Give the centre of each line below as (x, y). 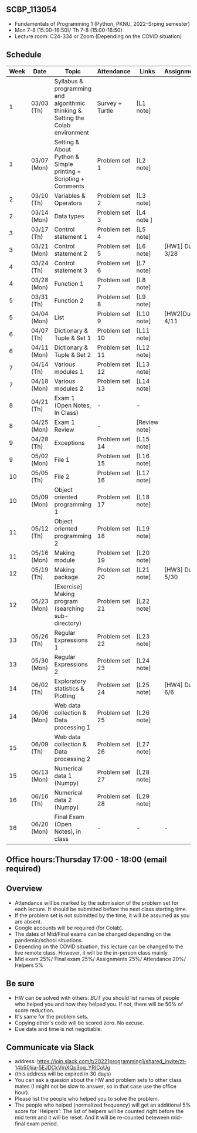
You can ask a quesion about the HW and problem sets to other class (98, 1080)
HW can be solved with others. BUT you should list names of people (97, 997)
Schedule (24, 55)
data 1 (63, 776)
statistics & (69, 688)
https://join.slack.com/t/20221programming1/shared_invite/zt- (112, 1061)
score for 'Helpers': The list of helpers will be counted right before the (99, 1111)
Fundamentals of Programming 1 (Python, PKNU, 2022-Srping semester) (102, 23)
